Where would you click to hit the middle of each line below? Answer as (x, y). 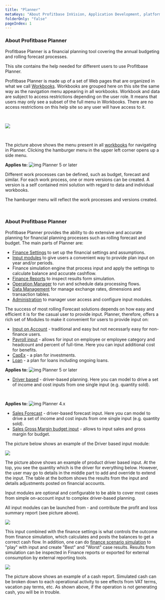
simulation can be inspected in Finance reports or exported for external (77, 552)
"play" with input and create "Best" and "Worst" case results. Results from (80, 547)
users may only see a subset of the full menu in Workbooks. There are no (79, 102)
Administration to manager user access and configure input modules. (82, 299)
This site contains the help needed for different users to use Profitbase (77, 66)
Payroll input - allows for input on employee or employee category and (83, 339)
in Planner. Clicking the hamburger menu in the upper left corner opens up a (82, 150)
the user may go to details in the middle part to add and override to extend (80, 473)
